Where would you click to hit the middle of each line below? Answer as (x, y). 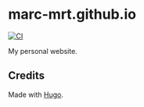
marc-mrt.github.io (72, 14)
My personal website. (43, 51)
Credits (27, 76)
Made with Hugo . (36, 95)
